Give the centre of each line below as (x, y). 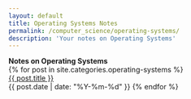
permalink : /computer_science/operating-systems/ (94, 31)
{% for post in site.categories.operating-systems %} (96, 70)
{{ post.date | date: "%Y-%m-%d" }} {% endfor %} (93, 87)
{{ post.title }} (31, 78)
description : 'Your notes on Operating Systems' (92, 38)
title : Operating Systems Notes (63, 23)
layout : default (36, 16)
